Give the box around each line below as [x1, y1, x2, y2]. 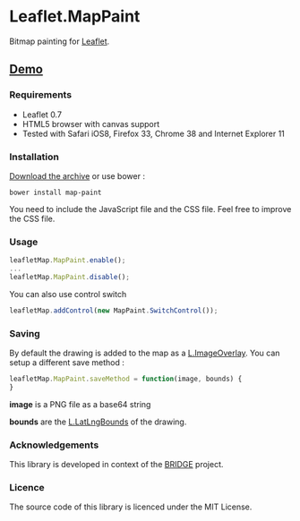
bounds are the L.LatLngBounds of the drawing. [9, 416, 187, 427]
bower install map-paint [9, 188, 102, 197]
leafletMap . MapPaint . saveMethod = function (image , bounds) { [9, 374, 243, 384]
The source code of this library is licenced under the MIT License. [9, 501, 253, 512]
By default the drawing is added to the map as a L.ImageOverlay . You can [9, 347, 280, 359]
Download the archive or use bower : [9, 170, 146, 181]
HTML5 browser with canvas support [21, 118, 159, 129]
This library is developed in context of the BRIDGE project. [9, 459, 224, 470]
